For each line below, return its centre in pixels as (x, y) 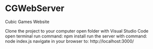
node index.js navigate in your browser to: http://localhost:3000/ (70, 41)
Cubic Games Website (27, 22)
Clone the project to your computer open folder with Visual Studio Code (77, 31)
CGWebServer (35, 8)
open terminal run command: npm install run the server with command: (76, 36)
